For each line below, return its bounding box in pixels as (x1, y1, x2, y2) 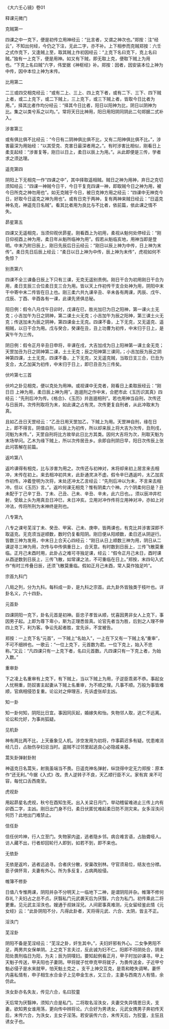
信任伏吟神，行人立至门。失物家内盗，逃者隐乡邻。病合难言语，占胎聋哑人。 (5, 834, 164, 840)
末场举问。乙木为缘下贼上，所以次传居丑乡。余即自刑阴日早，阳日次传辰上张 (5, 437, 164, 444)
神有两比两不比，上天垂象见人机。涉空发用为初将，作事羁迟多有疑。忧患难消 (5, 738, 164, 744)
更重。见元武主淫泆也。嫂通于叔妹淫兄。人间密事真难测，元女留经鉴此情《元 (5, 902, 164, 908)
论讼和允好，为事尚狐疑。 (5, 716, 58, 722)
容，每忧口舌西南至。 (5, 778, 49, 784)
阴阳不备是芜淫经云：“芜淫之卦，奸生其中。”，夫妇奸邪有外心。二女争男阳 (5, 940, 157, 946)
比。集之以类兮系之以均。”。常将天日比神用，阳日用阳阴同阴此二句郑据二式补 (5, 109, 164, 115)
